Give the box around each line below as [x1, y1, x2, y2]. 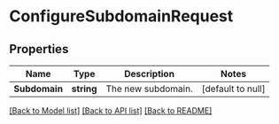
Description [123, 68, 175, 80]
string [71, 82, 97, 95]
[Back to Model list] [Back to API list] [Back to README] [9, 105, 213, 116]
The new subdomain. [105, 82, 193, 95]
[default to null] [201, 82, 266, 95]
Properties [9, 42, 69, 57]
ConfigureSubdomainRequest [9, 6, 234, 27]
